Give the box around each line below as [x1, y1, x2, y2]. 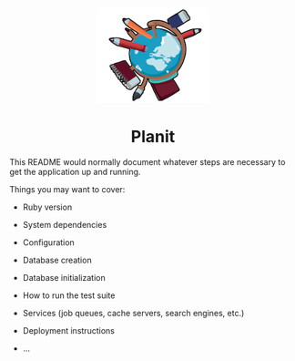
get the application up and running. [9, 167, 141, 178]
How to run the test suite [22, 290, 116, 301]
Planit [130, 127, 176, 148]
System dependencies [22, 220, 107, 231]
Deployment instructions [22, 325, 116, 336]
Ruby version [22, 201, 73, 212]
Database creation [22, 254, 93, 266]
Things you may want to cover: [9, 184, 126, 195]
